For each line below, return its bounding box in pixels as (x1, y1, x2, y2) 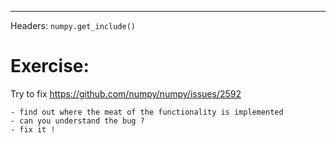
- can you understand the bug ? (10, 116, 145, 126)
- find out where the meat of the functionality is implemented (10, 107, 284, 117)
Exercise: (10, 55, 90, 78)
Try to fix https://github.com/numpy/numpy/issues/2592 (10, 87, 242, 100)
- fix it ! (10, 124, 56, 135)
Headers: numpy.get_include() (10, 20, 136, 31)
